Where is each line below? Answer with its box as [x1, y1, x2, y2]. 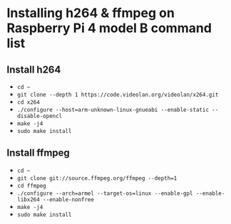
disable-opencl [16, 112, 63, 119]
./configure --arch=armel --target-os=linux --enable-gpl [16, 190, 193, 197]
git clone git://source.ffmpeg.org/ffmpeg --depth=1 [16, 174, 178, 182]
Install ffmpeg [6, 147, 71, 159]
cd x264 [16, 99, 40, 106]
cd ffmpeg [16, 182, 47, 189]
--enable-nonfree [43, 196, 94, 203]
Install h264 [6, 63, 61, 75]
